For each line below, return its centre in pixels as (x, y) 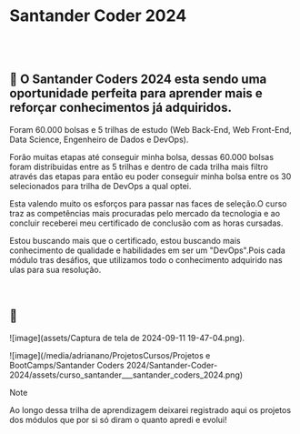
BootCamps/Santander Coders (67, 365)
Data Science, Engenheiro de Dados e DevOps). (99, 139)
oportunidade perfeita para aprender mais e (136, 93)
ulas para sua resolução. (55, 269)
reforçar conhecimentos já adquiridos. (120, 108)
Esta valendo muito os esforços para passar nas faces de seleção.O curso (148, 203)
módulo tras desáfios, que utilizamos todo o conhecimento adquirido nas (146, 259)
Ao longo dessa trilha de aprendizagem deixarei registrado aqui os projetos (150, 409)
